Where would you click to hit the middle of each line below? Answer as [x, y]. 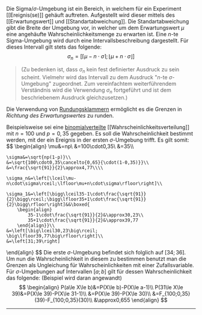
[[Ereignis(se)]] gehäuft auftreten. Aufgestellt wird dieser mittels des [91, 15]
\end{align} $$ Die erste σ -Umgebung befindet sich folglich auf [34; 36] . [96, 253]
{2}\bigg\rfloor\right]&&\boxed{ [48, 205]
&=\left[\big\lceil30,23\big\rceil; [52, 231]
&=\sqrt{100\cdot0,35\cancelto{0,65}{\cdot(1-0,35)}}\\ [78, 163]
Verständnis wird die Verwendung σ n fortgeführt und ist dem [96, 91]
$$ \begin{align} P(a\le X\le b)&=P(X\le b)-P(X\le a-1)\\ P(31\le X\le [101, 287]
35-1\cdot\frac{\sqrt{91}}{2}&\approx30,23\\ [86, 215]
